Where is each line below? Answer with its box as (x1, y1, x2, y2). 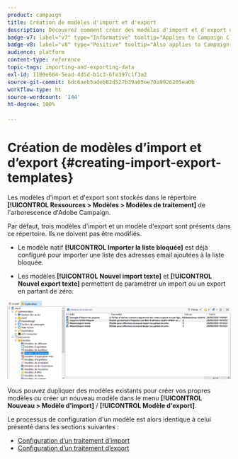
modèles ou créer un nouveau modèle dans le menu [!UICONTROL (7, 394, 203, 402)
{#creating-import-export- (60, 155, 222, 171)
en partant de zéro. (17, 286, 74, 295)
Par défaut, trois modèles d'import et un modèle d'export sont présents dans (7, 221, 231, 230)
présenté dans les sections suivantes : (7, 423, 119, 431)
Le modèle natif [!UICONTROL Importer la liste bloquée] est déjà (17, 243, 208, 251)
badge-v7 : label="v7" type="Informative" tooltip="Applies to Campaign (7, 34, 223, 41)
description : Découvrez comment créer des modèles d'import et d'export (7, 26, 227, 33)
